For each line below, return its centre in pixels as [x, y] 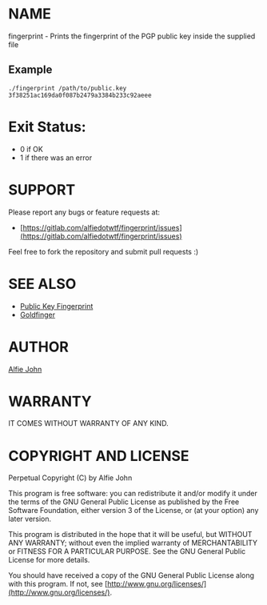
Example [30, 70]
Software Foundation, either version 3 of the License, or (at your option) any [133, 511]
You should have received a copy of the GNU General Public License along [131, 575]
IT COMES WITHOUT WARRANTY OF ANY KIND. [89, 423]
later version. [30, 519]
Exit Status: [47, 127]
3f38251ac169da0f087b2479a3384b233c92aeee [80, 95]
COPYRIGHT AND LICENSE [99, 456]
